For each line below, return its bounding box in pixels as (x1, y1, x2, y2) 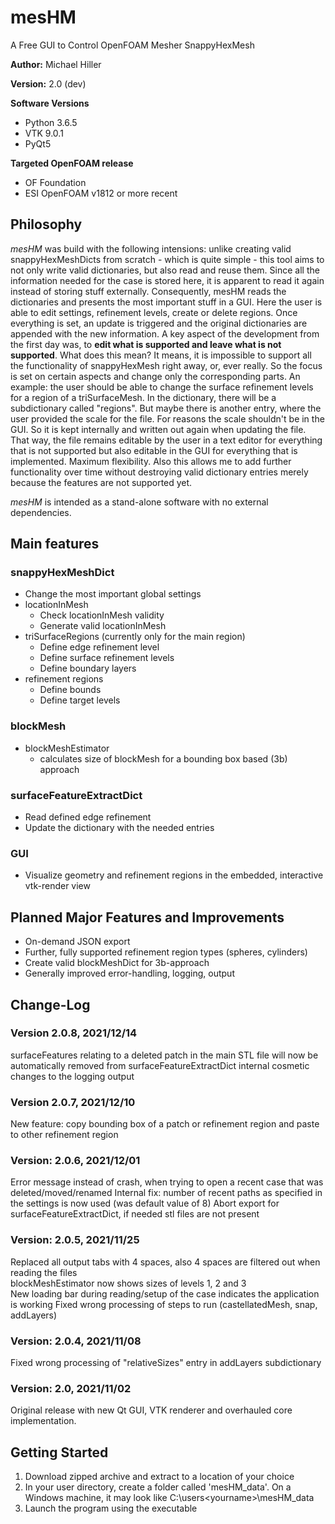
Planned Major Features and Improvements (10, 909, 285, 926)
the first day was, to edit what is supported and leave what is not (10, 338, 282, 350)
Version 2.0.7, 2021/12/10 (10, 1095, 136, 1109)
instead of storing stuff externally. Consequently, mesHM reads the (10, 285, 287, 297)
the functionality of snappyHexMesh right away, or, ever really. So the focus (10, 359, 323, 371)
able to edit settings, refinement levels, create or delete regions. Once (10, 306, 298, 318)
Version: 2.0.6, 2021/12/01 (10, 1154, 141, 1168)
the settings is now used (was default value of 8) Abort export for (10, 1197, 280, 1210)
